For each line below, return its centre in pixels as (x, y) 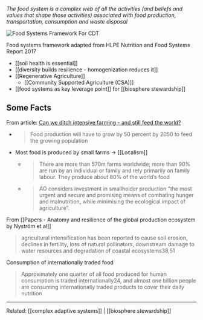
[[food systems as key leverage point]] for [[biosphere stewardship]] (100, 89)
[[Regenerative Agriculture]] (50, 76)
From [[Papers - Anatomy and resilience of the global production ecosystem (101, 220)
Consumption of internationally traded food (60, 262)
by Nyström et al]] (29, 226)
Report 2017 (21, 51)
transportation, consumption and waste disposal (67, 21)
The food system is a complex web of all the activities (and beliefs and (95, 9)
